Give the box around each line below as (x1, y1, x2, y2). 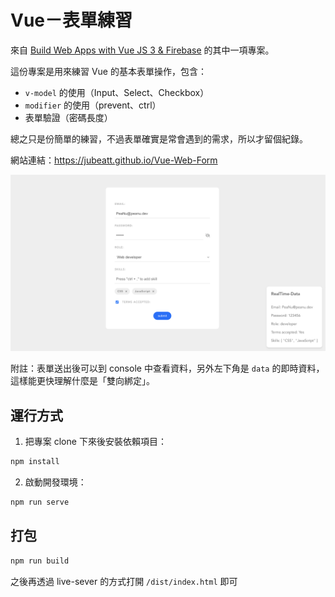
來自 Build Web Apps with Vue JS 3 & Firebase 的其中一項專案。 (10, 44, 275, 56)
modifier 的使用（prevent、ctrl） (24, 99, 162, 111)
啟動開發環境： (24, 476, 87, 488)
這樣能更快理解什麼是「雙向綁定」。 (10, 375, 155, 387)
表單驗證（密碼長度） (24, 111, 113, 123)
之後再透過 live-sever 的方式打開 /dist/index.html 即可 (10, 575, 238, 587)
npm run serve (10, 497, 70, 508)
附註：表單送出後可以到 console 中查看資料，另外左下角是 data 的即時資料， (10, 362, 325, 375)
